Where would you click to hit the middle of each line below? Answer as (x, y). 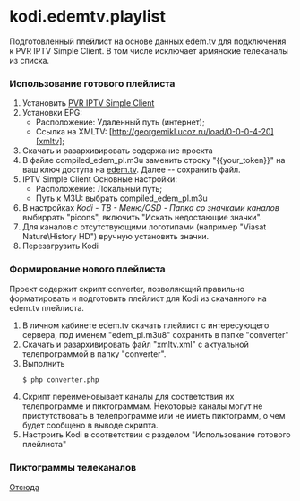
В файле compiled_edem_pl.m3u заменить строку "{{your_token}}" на (154, 160)
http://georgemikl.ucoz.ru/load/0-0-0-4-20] (193, 132)
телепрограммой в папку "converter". (94, 354)
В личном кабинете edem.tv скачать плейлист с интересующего (146, 325)
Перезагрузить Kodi (60, 246)
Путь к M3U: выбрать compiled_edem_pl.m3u (121, 198)
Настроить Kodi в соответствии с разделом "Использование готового (156, 435)
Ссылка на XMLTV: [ (74, 132)
